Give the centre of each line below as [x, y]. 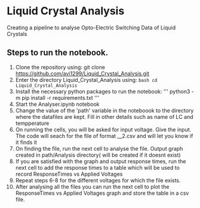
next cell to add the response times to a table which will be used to [97, 167]
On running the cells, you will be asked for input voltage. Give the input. [103, 129]
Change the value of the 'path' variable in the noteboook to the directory [104, 110]
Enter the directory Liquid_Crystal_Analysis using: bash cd [86, 79]
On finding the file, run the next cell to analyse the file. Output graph [99, 148]
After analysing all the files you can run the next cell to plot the [92, 186]
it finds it [26, 142]
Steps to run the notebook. [58, 53]
